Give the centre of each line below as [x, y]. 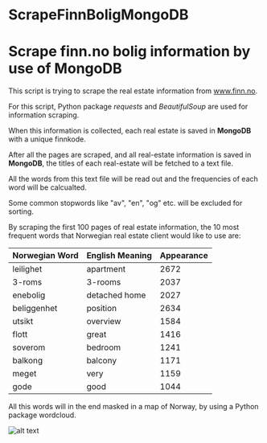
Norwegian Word [45, 256]
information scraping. [44, 115]
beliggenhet [35, 309]
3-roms [27, 282]
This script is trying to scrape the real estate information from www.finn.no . [133, 91]
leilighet [27, 269]
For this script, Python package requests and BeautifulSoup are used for [128, 107]
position [102, 309]
